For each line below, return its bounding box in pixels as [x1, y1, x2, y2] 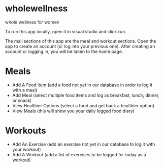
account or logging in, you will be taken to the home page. [5, 48, 123, 54]
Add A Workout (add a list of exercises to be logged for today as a [12, 151, 146, 157]
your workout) [12, 146, 41, 152]
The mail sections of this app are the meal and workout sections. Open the [5, 38, 157, 44]
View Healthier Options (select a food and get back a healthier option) [12, 102, 155, 108]
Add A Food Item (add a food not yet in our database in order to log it [12, 82, 153, 88]
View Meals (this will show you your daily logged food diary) [12, 108, 134, 114]
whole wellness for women [5, 19, 60, 25]
